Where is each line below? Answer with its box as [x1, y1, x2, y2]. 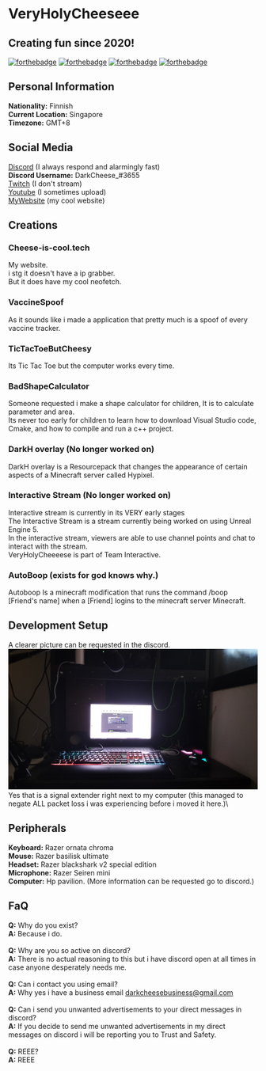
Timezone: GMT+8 [8, 118, 70, 127]
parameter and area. [8, 407, 75, 416]
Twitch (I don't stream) [8, 179, 82, 188]
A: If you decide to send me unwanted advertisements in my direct [8, 1021, 226, 1031]
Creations [8, 218, 58, 232]
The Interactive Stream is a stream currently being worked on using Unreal [8, 516, 252, 526]
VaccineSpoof [8, 297, 64, 308]
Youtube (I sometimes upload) [8, 187, 107, 196]
